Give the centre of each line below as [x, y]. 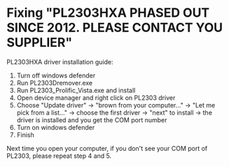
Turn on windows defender [56, 127]
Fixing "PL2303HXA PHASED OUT [108, 13]
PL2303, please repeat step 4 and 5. [59, 156]
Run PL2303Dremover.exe [55, 82]
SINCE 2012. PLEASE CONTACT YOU [115, 28]
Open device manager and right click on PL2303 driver [96, 97]
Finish [25, 135]
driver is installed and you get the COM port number [92, 119]
